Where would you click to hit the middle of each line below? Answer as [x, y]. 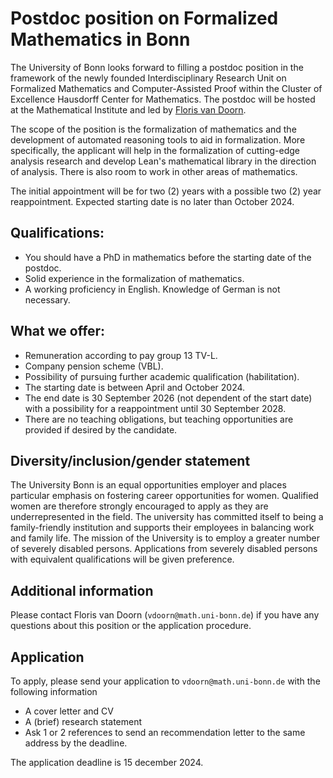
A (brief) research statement [83, 721]
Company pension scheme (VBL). [94, 366]
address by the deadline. [76, 743]
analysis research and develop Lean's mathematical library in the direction [163, 161]
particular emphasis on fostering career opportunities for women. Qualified [164, 496]
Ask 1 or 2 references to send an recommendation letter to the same [165, 732]
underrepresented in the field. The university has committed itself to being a [167, 517]
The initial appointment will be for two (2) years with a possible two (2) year [166, 191]
